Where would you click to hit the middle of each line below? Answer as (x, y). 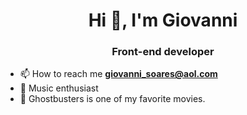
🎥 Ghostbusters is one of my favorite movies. (112, 99)
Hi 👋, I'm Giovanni (163, 20)
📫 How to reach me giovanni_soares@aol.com (118, 74)
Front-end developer (163, 52)
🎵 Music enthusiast (59, 88)
